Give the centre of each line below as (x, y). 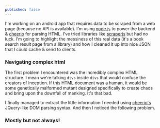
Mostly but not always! (32, 120)
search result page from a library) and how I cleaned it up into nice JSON (78, 44)
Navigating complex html (35, 62)
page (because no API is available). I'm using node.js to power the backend (80, 28)
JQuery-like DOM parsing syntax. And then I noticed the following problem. (80, 108)
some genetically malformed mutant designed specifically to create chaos (79, 88)
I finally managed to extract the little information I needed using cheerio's (78, 102)
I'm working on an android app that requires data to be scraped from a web (80, 23)
